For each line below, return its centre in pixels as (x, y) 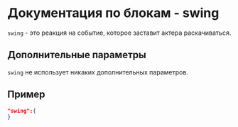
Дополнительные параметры (77, 55)
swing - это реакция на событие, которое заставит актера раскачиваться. (119, 33)
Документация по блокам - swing (113, 13)
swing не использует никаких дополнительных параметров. (98, 72)
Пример (26, 95)
